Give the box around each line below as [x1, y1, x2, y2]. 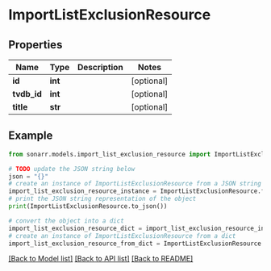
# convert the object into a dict [8, 216, 125, 225]
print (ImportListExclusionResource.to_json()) [8, 202, 168, 211]
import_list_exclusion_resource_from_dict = [8, 240, 161, 248]
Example [8, 129, 53, 143]
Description [77, 62, 123, 73]
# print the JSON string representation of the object [8, 195, 197, 203]
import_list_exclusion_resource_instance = [8, 187, 157, 195]
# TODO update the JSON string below [8, 165, 135, 173]
